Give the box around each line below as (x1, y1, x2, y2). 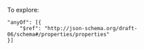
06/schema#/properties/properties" (7, 31, 110, 38)
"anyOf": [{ (7, 19, 42, 26)
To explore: (7, 6, 39, 14)
